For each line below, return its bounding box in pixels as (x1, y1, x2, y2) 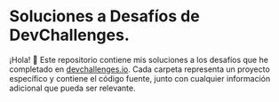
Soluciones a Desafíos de (9, 6, 200, 27)
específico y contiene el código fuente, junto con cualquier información (9, 73, 271, 83)
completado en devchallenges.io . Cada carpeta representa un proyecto (9, 64, 271, 75)
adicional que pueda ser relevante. (9, 82, 136, 93)
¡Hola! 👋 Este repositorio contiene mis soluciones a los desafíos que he (9, 54, 269, 65)
